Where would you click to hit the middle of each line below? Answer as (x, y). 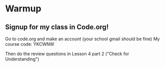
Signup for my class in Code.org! (57, 27)
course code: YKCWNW (30, 44)
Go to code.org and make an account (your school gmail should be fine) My (82, 39)
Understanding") (22, 59)
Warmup (23, 9)
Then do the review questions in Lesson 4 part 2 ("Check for (67, 54)
